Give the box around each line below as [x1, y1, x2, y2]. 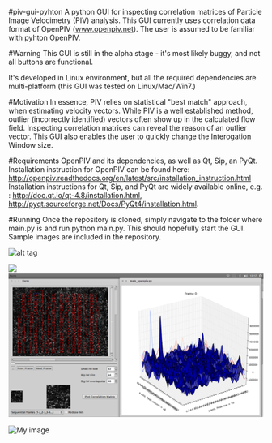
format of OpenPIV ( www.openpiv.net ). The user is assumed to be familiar [8, 24, 255, 33]
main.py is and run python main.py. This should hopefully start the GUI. [8, 223, 245, 233]
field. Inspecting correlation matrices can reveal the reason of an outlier [8, 123, 247, 132]
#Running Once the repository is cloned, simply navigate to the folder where [8, 215, 263, 224]
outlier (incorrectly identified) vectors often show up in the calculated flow [8, 114, 256, 124]
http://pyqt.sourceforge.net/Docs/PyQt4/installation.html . [8, 199, 199, 209]
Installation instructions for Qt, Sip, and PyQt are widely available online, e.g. [8, 182, 263, 191]
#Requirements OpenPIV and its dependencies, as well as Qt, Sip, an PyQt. [8, 156, 258, 166]
